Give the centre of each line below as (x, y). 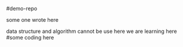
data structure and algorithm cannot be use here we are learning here (92, 31)
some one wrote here (32, 20)
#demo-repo (22, 9)
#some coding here (30, 37)
